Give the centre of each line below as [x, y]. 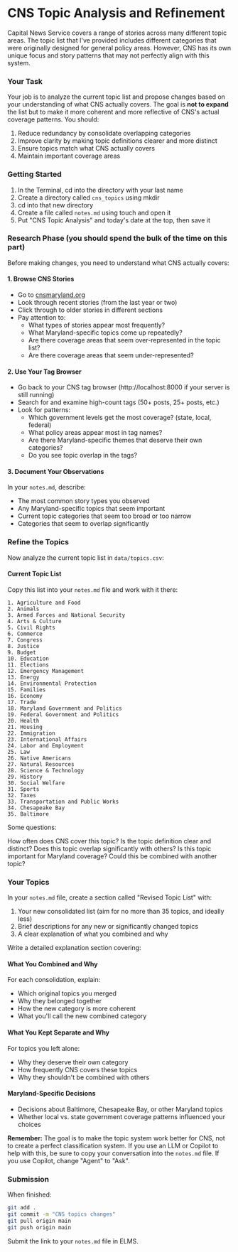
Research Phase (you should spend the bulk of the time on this [117, 238]
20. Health [23, 721]
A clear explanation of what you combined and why [93, 934]
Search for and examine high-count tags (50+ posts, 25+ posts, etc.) [118, 402]
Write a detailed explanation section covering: [74, 948]
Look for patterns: [44, 410]
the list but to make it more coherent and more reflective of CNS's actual [113, 112]
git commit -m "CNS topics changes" [61, 1214]
